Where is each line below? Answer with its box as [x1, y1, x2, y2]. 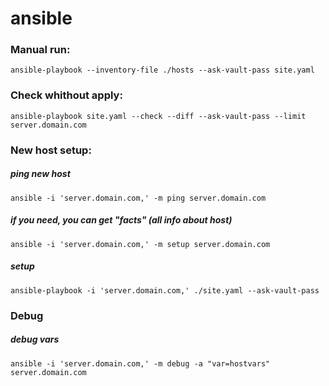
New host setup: [10, 143, 92, 157]
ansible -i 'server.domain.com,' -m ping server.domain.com [10, 193, 267, 203]
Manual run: [10, 43, 71, 57]
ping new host [10, 168, 71, 180]
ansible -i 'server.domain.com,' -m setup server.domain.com [10, 239, 271, 249]
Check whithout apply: [10, 88, 123, 102]
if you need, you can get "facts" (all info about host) [10, 214, 233, 226]
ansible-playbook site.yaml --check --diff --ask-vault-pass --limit [10, 111, 307, 121]
